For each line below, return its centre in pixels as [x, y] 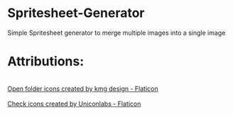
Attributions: [46, 61]
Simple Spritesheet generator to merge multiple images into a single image [116, 33]
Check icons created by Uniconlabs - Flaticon [74, 104]
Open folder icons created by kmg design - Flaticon [83, 88]
